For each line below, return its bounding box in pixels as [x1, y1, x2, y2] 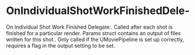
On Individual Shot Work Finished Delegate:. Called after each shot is [6, 23, 173, 30]
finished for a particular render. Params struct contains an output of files [6, 29, 181, 36]
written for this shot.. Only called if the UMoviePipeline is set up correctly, [6, 36, 184, 43]
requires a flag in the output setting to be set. [6, 42, 116, 49]
